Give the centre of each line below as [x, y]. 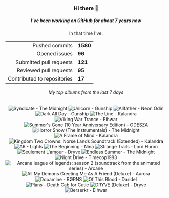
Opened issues [55, 53]
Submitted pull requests [44, 62]
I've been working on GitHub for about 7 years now [86, 21]
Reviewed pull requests [45, 70]
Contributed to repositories [40, 78]
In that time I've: [86, 33]
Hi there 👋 [86, 8]
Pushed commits [53, 45]
